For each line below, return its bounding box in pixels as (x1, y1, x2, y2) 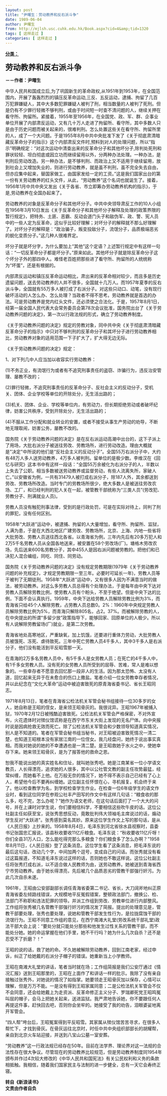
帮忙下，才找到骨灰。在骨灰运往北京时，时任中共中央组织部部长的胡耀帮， (5, 1025, 161, 1031)
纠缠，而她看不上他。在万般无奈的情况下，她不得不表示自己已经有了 (9, 772, 152, 778)
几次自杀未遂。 (9, 874, 41, 880)
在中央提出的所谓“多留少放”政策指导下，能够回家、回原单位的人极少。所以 (5, 614, 161, 621)
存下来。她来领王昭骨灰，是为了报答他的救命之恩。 (5, 748, 112, 755)
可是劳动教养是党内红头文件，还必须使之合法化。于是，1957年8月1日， (14, 298, 162, 304)
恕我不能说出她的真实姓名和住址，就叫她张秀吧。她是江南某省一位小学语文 (5, 759, 161, 766)
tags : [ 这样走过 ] (5, 31, 44, 36)
